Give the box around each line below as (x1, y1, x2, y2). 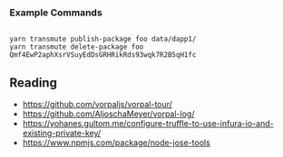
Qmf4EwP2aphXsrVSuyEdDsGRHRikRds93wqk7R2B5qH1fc (9, 51, 197, 60)
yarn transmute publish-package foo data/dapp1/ (9, 34, 197, 44)
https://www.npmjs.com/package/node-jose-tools (22, 137, 210, 148)
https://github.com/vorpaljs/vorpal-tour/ (22, 99, 172, 110)
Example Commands (9, 6, 102, 19)
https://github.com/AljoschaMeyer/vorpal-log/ (22, 108, 195, 119)
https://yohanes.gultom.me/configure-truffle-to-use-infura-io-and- (22, 118, 274, 129)
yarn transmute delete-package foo (9, 42, 144, 51)
